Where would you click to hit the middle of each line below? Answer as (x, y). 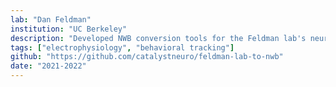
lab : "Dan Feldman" (51, 19)
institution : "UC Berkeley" (69, 29)
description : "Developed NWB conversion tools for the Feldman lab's (158, 38)
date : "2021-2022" (48, 66)
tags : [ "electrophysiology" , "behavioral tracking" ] (122, 47)
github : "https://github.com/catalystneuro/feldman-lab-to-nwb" (147, 57)
